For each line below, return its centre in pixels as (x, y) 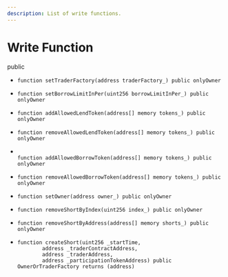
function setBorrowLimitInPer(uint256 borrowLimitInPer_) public (113, 93)
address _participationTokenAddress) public (107, 261)
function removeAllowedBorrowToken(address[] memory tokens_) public (119, 177)
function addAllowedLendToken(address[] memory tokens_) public (111, 113)
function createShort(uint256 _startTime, (79, 242)
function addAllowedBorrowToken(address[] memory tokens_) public (114, 158)
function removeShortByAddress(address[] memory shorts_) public (113, 223)
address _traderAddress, (78, 254)
